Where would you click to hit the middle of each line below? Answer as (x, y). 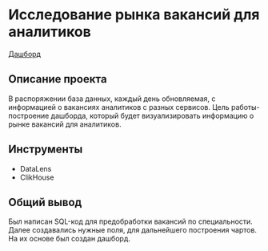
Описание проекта (58, 79)
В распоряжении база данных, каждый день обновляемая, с (112, 99)
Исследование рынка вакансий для (134, 15)
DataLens (36, 168)
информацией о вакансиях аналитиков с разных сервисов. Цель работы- (134, 107)
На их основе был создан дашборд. (69, 239)
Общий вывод (45, 202)
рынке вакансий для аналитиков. (65, 124)
